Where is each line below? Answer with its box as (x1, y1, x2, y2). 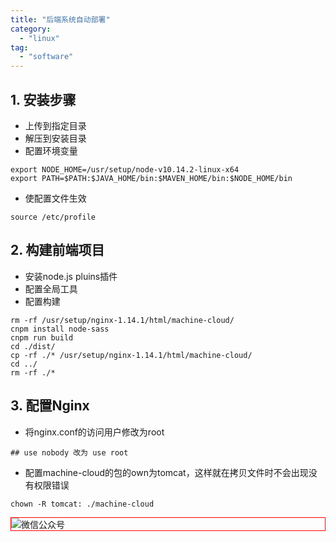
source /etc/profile (10, 212, 97, 222)
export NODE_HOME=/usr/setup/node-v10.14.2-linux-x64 (10, 164, 240, 175)
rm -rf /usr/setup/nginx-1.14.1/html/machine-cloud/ (10, 315, 235, 325)
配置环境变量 (24, 144, 78, 156)
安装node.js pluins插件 (24, 270, 118, 282)
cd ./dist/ (10, 341, 56, 351)
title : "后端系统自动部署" (10, 14, 111, 25)
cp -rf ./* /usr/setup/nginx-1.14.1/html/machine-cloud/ (10, 350, 253, 360)
